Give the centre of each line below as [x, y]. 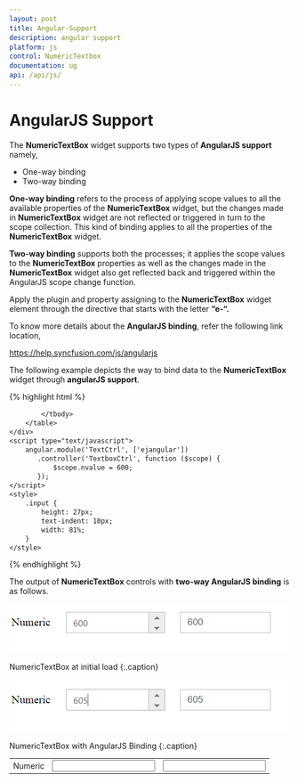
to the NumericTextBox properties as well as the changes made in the [138, 263]
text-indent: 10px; [77, 521]
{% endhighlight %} [45, 564]
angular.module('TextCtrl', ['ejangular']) [107, 450]
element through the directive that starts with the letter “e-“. [119, 308]
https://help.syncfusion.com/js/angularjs [84, 353]
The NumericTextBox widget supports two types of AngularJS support [141, 145]
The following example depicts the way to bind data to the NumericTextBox [148, 370]
